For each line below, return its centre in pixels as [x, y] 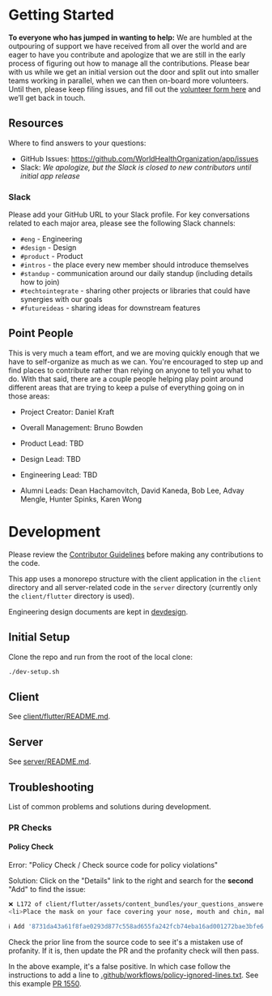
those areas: [29, 396]
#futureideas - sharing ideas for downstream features [110, 308]
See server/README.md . [50, 761]
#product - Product [51, 257]
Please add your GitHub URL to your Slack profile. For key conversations [129, 215]
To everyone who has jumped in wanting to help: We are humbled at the [130, 37]
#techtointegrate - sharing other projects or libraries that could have [135, 291]
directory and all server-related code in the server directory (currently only [133, 587]
